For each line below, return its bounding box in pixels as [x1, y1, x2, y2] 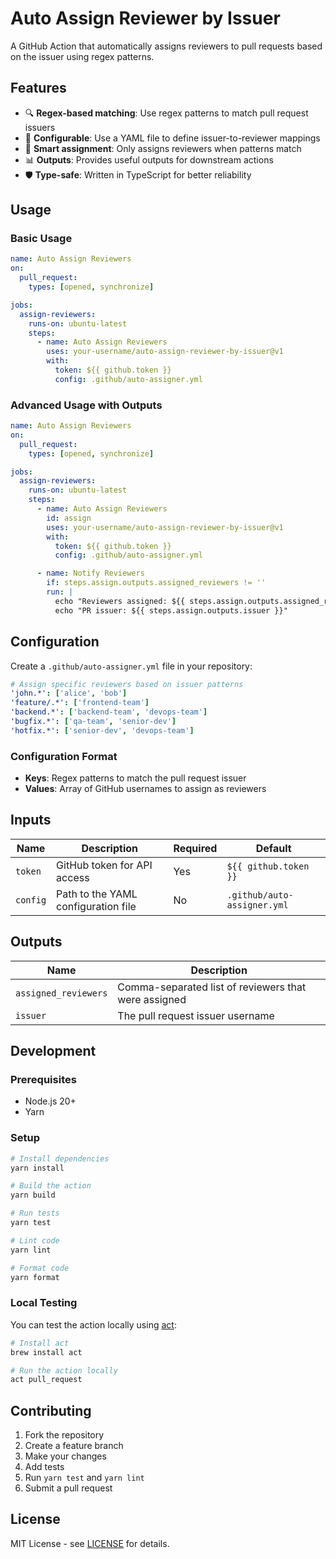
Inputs [10, 812, 52, 829]
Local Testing [10, 1296, 78, 1310]
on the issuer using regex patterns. [10, 50, 155, 62]
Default [255, 841, 292, 855]
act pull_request [10, 1375, 83, 1385]
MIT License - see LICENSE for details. [10, 1537, 170, 1549]
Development [10, 1043, 97, 1060]
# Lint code [10, 1235, 60, 1246]
